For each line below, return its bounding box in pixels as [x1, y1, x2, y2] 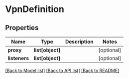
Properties [5, 23, 39, 32]
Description [65, 38, 94, 45]
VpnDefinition [5, 3, 65, 15]
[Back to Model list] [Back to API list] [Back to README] [5, 67, 120, 73]
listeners [7, 55, 29, 61]
